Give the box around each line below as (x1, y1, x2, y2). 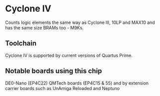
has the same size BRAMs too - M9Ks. (5, 24, 83, 30)
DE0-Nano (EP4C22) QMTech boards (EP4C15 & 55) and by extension (5, 80, 149, 86)
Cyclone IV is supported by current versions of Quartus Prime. (5, 52, 133, 58)
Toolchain (5, 39, 37, 48)
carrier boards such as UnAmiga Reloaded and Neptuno (5, 85, 120, 91)
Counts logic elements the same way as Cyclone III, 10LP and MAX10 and (5, 19, 155, 25)
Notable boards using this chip (5, 67, 102, 75)
